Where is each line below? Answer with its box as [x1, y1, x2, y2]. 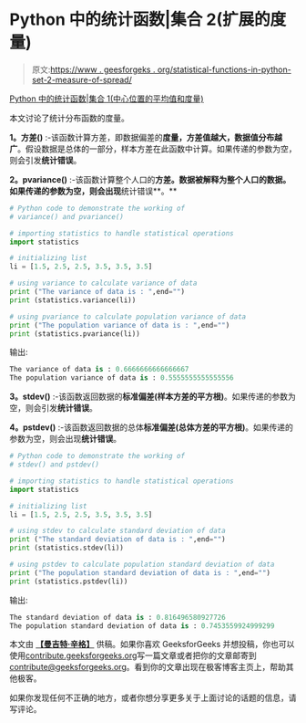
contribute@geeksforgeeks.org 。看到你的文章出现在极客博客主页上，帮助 [9, 662, 287, 673]
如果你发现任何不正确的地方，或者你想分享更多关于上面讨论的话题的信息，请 [9, 692, 297, 704]
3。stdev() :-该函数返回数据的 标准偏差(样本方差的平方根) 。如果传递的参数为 [9, 391, 296, 403]
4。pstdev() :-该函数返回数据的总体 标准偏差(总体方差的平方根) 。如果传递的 [9, 422, 293, 433]
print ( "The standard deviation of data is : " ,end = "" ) [9, 535, 226, 544]
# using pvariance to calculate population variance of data [9, 312, 247, 321]
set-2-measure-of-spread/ [31, 74, 132, 85]
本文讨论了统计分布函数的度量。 [9, 112, 129, 123]
